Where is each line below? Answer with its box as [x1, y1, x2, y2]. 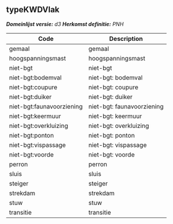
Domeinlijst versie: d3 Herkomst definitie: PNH [6, 20, 124, 27]
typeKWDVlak [6, 5, 60, 15]
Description [109, 34, 143, 43]
